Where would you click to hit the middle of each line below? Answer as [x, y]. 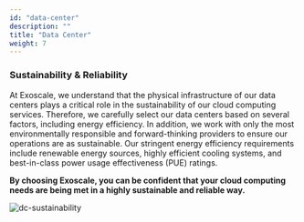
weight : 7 [28, 43]
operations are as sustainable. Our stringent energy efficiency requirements [152, 143]
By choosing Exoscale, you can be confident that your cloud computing [147, 180]
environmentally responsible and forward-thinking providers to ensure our [148, 134]
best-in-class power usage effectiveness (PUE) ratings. [114, 162]
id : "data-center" [44, 18]
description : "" [40, 26]
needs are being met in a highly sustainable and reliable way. [127, 190]
